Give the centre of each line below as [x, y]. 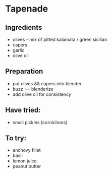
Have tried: [23, 110]
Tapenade [27, 9]
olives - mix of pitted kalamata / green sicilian [60, 39]
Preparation [24, 71]
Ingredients [24, 27]
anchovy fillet [27, 150]
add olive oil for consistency [42, 94]
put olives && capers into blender [47, 83]
